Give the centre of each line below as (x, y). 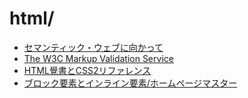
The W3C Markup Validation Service (98, 58)
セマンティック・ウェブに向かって (93, 47)
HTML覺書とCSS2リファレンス (87, 70)
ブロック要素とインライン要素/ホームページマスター (130, 83)
